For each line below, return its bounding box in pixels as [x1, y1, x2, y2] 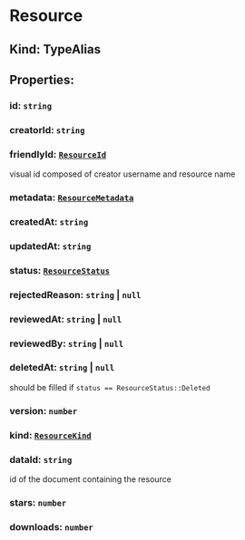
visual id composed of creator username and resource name [9, 169, 236, 179]
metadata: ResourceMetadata [9, 191, 134, 204]
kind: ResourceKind [9, 429, 93, 441]
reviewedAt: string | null [9, 313, 122, 325]
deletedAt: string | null [9, 362, 115, 374]
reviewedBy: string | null [9, 337, 124, 350]
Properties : [9, 72, 74, 87]
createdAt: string [9, 215, 89, 227]
